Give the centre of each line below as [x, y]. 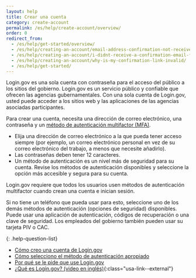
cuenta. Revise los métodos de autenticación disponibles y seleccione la [101, 167]
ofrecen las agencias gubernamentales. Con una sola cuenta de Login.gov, [96, 95]
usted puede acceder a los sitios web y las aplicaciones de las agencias [92, 101]
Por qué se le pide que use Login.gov [59, 262]
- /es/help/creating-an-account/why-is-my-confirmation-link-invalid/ [99, 60]
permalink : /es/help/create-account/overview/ [64, 28]
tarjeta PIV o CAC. [28, 227]
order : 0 [17, 33]
